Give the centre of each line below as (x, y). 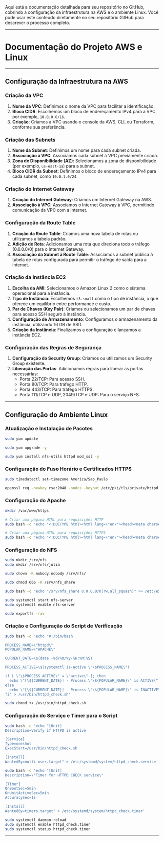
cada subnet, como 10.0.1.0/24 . (45, 176)
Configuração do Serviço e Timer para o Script (61, 716)
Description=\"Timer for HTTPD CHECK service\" (54, 775)
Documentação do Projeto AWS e (74, 47)
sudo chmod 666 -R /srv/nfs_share (40, 582)
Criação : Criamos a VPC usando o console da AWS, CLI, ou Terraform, (83, 121)
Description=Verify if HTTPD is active (46, 730)
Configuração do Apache (36, 501)
